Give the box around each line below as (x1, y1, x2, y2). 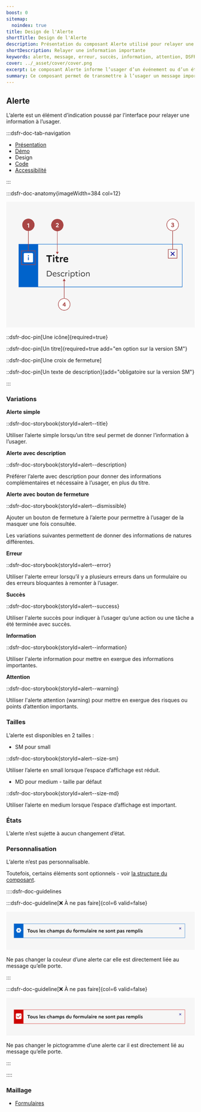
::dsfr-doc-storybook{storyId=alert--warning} (6, 685, 120, 692)
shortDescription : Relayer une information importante (6, 48, 146, 54)
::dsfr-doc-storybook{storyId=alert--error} (6, 562, 112, 569)
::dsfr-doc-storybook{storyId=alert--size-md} (6, 789, 120, 796)
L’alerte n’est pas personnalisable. (6, 858, 90, 865)
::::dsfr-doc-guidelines (6, 888, 62, 895)
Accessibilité (14, 166, 47, 174)
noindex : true (11, 22, 47, 28)
